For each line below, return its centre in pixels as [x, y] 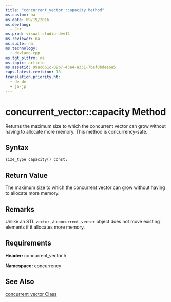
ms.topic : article [25, 63]
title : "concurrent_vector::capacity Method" [55, 10]
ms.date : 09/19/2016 [27, 20]
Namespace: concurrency [33, 266]
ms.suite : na [19, 44]
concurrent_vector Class [31, 294]
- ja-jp [18, 86]
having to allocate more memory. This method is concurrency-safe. [77, 131]
